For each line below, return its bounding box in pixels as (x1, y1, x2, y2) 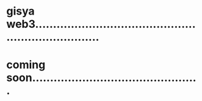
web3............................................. (6, 17, 197, 31)
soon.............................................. (6, 71, 197, 85)
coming (6, 58, 46, 72)
